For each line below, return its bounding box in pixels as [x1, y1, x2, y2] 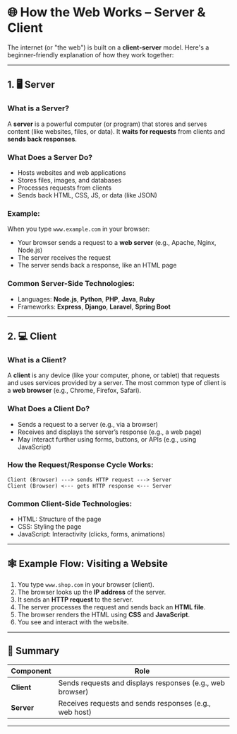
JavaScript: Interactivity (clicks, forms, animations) [17, 530, 166, 539]
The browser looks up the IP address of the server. [17, 587, 166, 596]
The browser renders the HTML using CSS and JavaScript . [17, 610, 190, 619]
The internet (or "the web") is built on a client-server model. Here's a [7, 43, 209, 52]
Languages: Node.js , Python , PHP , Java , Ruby [17, 294, 155, 303]
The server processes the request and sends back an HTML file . [17, 602, 206, 611]
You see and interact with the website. [17, 617, 129, 626]
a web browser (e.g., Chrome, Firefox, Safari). [7, 386, 142, 395]
